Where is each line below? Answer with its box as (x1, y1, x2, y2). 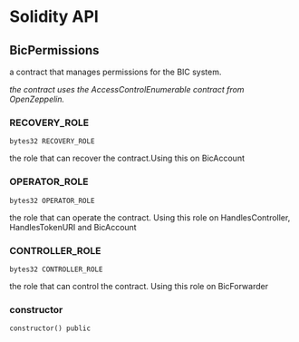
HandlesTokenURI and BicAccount (9, 221, 138, 232)
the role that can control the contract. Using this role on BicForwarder (9, 280, 269, 291)
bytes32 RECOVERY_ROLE (9, 137, 95, 146)
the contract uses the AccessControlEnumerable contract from (9, 84, 245, 94)
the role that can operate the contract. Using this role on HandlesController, (9, 211, 291, 223)
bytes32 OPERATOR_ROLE (9, 196, 95, 205)
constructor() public (9, 324, 92, 333)
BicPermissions (9, 43, 100, 58)
